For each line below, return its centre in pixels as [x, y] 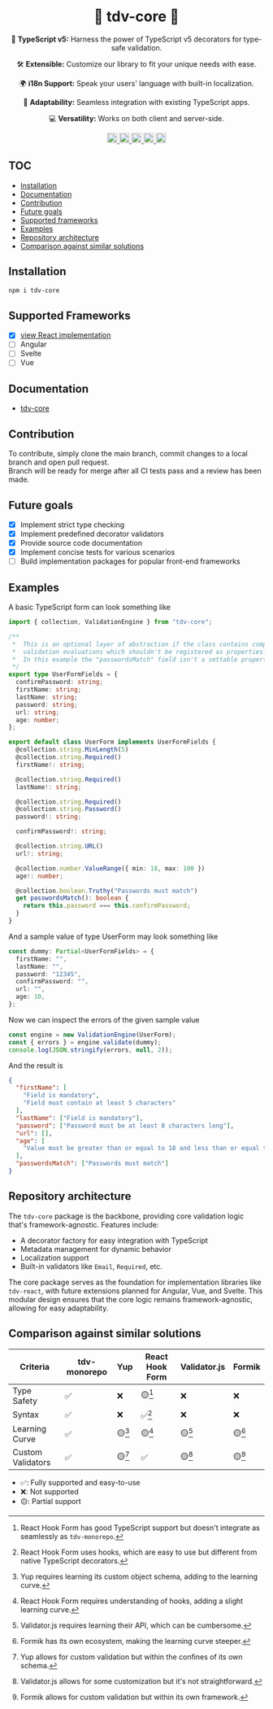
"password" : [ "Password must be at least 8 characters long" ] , [125, 1126]
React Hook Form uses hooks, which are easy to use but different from [139, 1552]
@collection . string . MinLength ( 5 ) [72, 750]
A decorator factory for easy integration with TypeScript [114, 1240]
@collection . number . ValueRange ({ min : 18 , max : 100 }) [110, 868]
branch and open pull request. [59, 462]
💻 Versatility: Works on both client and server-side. [136, 118]
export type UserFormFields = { [63, 674]
